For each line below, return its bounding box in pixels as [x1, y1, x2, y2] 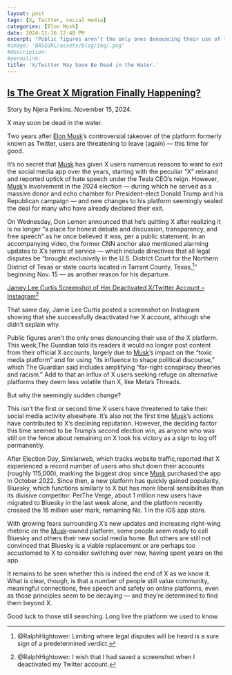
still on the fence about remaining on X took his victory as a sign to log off [7, 433, 217, 442]
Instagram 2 [7, 291, 39, 301]
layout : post [7, 10, 45, 17]
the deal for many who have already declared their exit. [7, 205, 164, 213]
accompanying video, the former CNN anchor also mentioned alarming [7, 240, 209, 248]
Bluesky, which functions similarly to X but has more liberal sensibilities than [7, 484, 224, 492]
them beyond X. [7, 598, 53, 607]
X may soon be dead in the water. [7, 119, 103, 127]
